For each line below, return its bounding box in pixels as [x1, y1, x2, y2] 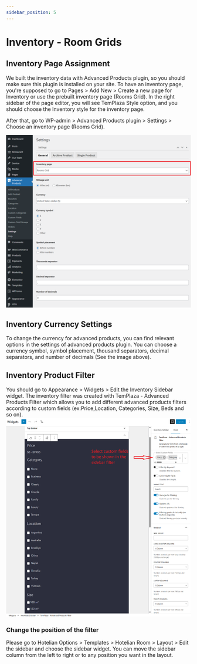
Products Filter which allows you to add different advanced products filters [6, 398, 186, 405]
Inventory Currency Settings [6, 319, 113, 329]
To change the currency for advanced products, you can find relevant [6, 334, 174, 341]
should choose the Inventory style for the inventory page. [6, 106, 145, 113]
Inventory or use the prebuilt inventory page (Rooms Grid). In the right [6, 93, 175, 100]
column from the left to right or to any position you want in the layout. [6, 652, 174, 659]
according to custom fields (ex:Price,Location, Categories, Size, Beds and [6, 405, 184, 412]
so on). [6, 411, 23, 418]
